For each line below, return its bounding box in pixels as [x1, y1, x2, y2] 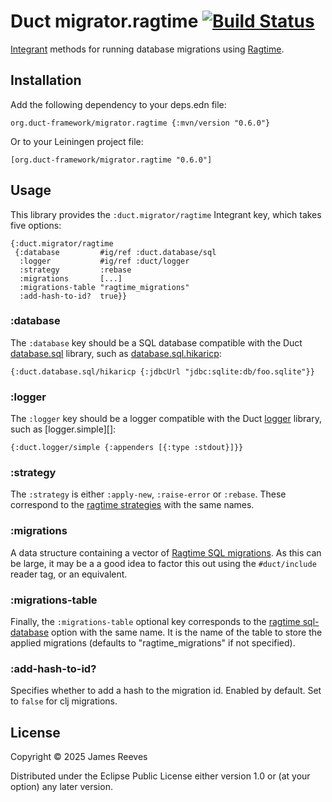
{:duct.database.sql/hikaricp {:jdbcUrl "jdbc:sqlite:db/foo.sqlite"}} [10, 366, 315, 377]
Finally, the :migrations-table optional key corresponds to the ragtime [10, 616, 301, 628]
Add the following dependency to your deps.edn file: [10, 98, 227, 110]
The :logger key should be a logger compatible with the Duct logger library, [10, 413, 322, 425]
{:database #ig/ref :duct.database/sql [14, 247, 217, 257]
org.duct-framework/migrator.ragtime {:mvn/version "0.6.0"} [10, 118, 271, 128]
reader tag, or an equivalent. [10, 568, 128, 580]
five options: [10, 219, 62, 231]
